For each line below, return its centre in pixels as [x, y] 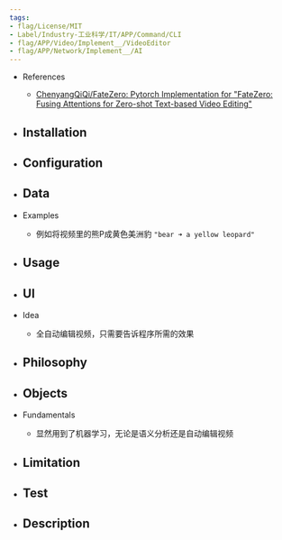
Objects [45, 393]
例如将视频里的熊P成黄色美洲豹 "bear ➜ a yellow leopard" [145, 233]
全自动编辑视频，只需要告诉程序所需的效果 [115, 334]
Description [56, 524]
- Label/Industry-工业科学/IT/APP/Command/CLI [96, 34]
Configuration [63, 163]
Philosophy [55, 363]
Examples [41, 215]
